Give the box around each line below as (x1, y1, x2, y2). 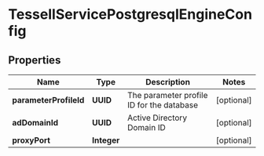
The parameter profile (126, 90, 208, 100)
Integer (91, 135, 120, 146)
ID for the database (126, 100, 199, 111)
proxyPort (12, 135, 51, 146)
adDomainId (12, 118, 59, 128)
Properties (8, 53, 61, 67)
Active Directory (126, 112, 187, 123)
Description (145, 77, 191, 87)
